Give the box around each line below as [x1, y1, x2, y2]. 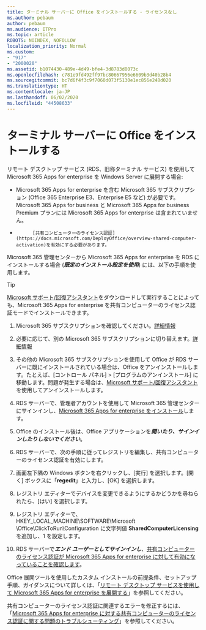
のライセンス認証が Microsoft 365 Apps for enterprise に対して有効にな [15, 553, 196, 560]
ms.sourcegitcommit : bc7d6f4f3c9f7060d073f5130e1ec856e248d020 [7, 77, 172, 83]
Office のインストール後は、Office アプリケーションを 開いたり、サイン [15, 427, 194, 435]
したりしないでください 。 [21, 435, 86, 442]
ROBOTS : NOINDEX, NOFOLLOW [7, 37, 76, 44]
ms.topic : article [7, 32, 54, 38]
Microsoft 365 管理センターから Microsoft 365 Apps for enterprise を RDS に [7, 253, 200, 260]
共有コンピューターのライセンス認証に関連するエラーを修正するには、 [7, 602, 184, 609]
